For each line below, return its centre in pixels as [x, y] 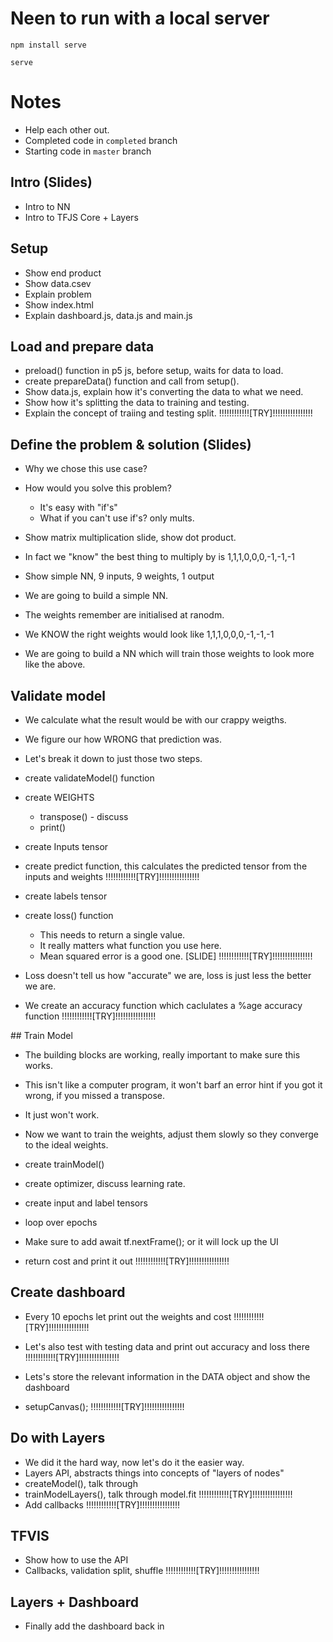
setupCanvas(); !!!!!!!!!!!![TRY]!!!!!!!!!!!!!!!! [104, 1406]
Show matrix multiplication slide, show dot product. [130, 538]
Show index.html [59, 304]
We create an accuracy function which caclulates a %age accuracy [163, 1005]
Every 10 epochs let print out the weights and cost [128, 1316]
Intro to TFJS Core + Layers [81, 217]
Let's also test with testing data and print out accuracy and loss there [167, 1346]
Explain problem [58, 294]
